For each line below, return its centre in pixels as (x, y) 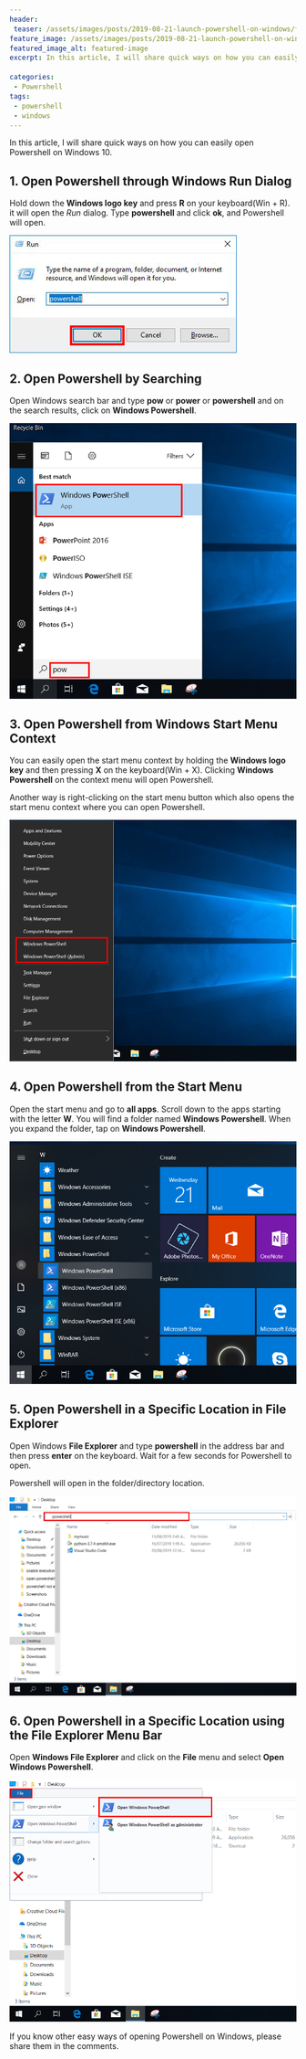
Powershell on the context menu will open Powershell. (112, 780)
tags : (20, 96)
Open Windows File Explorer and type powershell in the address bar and (147, 1446)
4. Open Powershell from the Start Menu (126, 1087)
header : (24, 19)
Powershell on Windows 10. (61, 153)
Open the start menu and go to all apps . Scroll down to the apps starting (145, 1109)
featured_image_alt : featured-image (79, 48)
